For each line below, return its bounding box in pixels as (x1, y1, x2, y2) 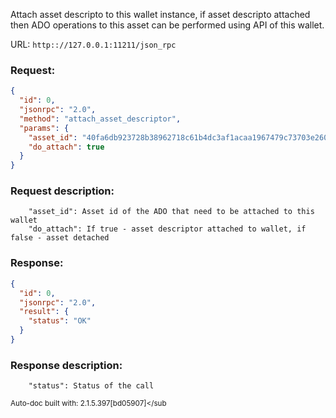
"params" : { (19, 123, 70, 133)
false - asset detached (10, 233, 110, 243)
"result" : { (19, 307, 70, 317)
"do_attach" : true (28, 142, 105, 152)
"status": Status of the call (28, 381, 155, 391)
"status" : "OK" (28, 316, 92, 326)
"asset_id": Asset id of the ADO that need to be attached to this (28, 207, 315, 217)
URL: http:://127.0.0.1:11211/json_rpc (10, 39, 177, 50)
